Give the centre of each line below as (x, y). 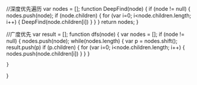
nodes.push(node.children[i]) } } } (48, 54)
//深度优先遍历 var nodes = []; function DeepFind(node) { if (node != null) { (98, 9)
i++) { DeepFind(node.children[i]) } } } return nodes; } (73, 22)
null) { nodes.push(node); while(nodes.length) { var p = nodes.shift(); (92, 41)
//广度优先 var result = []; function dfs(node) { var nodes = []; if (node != (95, 34)
